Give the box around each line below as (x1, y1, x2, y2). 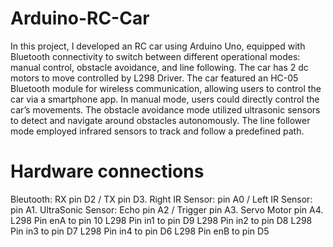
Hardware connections (10, 160, 205, 183)
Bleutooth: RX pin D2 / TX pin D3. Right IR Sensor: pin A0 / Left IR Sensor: (10, 193, 313, 205)
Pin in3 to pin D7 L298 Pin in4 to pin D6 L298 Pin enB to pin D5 (10, 225, 270, 237)
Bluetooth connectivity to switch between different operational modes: (10, 50, 301, 62)
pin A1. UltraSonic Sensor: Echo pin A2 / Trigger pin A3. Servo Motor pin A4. (10, 203, 324, 216)
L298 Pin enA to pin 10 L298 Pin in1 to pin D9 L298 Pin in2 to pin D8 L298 (10, 214, 313, 226)
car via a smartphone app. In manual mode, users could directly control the (10, 93, 320, 105)
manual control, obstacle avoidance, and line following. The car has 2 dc (10, 61, 309, 73)
